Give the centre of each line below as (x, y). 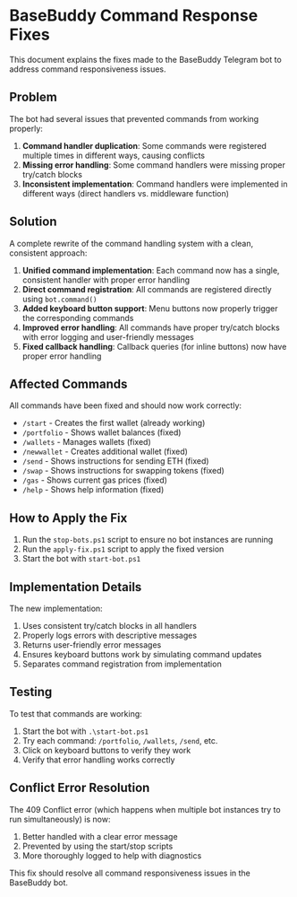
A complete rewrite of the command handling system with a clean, (132, 243)
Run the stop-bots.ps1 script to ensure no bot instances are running (148, 540)
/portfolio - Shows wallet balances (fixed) (102, 432)
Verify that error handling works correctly (98, 760)
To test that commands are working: (76, 713)
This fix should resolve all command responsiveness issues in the (130, 873)
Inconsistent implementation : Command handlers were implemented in (155, 184)
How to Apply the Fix (68, 518)
